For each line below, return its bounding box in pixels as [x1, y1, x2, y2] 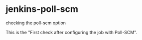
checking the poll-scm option [5, 20, 66, 26]
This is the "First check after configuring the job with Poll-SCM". [5, 29, 138, 35]
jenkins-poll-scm [5, 3, 79, 15]
